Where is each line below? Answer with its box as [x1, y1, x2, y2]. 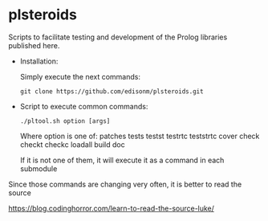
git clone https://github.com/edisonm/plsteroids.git [19, 87, 204, 96]
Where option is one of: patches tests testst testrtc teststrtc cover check [19, 131, 260, 141]
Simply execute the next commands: [19, 72, 140, 81]
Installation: [19, 56, 59, 66]
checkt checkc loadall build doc [19, 139, 126, 149]
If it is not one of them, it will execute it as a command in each [19, 155, 225, 165]
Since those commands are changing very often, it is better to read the [8, 179, 242, 189]
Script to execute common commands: [19, 101, 148, 111]
